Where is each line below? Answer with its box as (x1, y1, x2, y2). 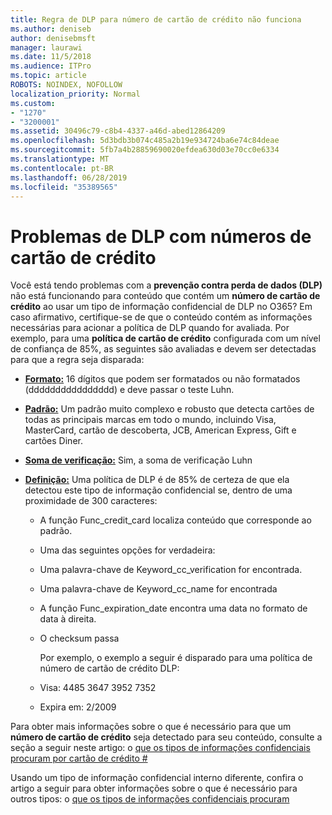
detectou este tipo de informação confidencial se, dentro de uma (24, 484, 293, 496)
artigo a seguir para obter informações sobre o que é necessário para (10, 782, 298, 795)
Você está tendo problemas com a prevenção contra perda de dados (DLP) (10, 279, 323, 291)
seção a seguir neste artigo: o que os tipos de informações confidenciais (10, 742, 311, 754)
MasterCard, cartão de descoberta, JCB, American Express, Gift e (24, 424, 297, 436)
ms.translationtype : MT (10, 154, 110, 164)
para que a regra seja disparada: (10, 354, 145, 366)
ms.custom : (10, 98, 56, 108)
